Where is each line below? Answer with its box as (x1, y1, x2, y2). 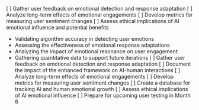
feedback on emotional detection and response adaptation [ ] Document (14, 60, 191, 67)
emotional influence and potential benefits (6, 24, 109, 31)
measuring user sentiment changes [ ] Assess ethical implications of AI (6, 18, 179, 24)
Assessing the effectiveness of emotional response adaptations (14, 41, 170, 48)
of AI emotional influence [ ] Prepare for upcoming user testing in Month (14, 92, 191, 99)
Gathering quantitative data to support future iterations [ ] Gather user (14, 54, 185, 61)
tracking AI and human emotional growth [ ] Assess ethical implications (14, 86, 188, 92)
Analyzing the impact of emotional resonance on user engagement (14, 48, 178, 55)
